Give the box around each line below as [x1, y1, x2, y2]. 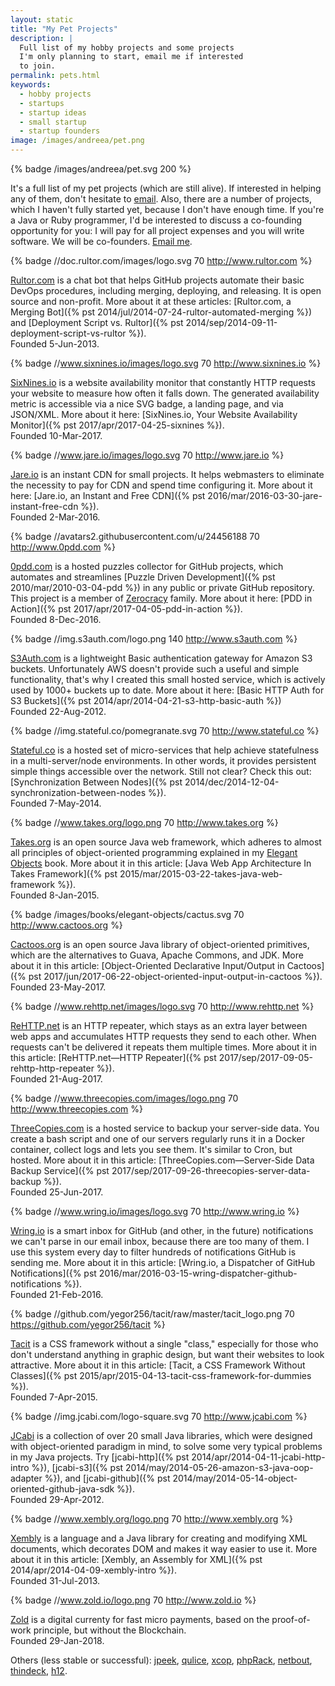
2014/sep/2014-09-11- [185, 317, 278, 328]
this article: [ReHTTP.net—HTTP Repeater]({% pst [10, 1052, 217, 1063]
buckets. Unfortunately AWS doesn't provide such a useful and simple [10, 663, 300, 675]
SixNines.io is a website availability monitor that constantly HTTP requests [10, 377, 316, 388]
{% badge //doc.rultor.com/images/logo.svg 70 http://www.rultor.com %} [10, 255, 313, 266]
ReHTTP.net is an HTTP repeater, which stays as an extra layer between [10, 1020, 308, 1031]
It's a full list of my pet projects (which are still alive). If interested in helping [10, 182, 322, 194]
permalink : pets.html [10, 71, 101, 81]
